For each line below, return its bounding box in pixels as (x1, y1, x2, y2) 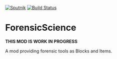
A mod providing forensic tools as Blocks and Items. (5, 48, 112, 54)
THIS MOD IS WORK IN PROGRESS (5, 38, 77, 44)
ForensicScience (5, 22, 76, 33)
